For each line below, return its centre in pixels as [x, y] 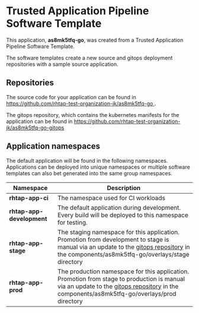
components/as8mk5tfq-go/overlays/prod [117, 293]
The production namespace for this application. [123, 271]
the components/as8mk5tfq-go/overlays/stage [123, 254]
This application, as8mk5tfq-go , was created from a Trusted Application [95, 40]
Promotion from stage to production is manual [121, 279]
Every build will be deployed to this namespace [123, 215]
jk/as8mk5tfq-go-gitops [35, 127]
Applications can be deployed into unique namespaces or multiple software [98, 167]
